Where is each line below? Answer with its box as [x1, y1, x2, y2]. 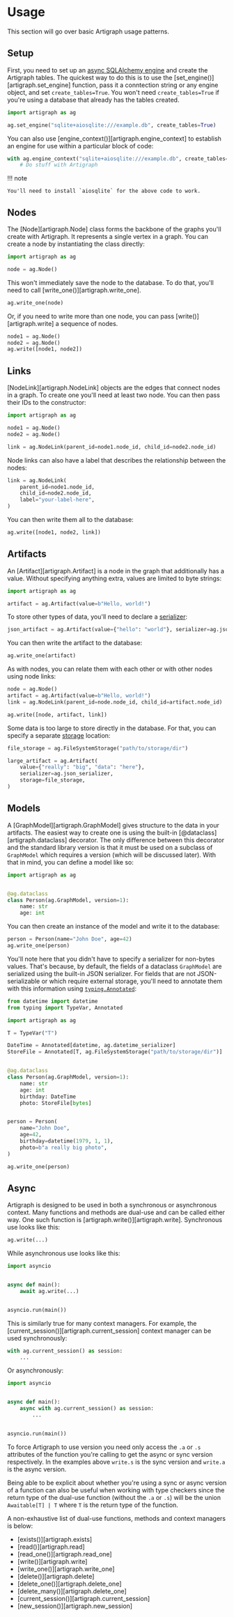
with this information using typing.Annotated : [7, 984, 137, 993]
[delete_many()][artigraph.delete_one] [17, 1586, 127, 1595]
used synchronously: [7, 1333, 68, 1342]
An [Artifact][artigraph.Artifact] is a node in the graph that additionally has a [7, 566, 225, 575]
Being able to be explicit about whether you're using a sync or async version [7, 1478, 227, 1487]
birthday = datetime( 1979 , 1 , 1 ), [19, 1138, 114, 1145]
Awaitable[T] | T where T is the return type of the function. [7, 1501, 179, 1509]
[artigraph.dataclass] [7, 835, 68, 844]
